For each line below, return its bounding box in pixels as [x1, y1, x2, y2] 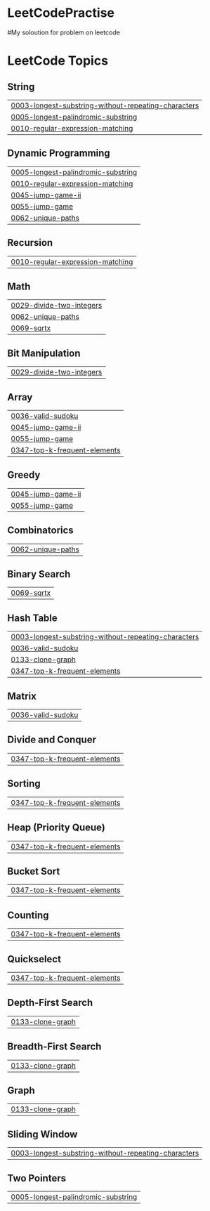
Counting [7, 909, 49, 921]
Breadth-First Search [7, 1041, 102, 1053]
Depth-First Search [7, 997, 93, 1009]
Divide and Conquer [7, 734, 97, 746]
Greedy [7, 469, 41, 481]
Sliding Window [7, 1128, 78, 1140]
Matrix [7, 690, 37, 702]
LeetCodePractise [7, 5, 114, 21]
